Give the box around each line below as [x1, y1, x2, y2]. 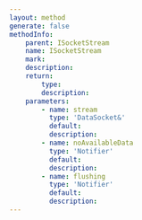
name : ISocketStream [25, 47, 102, 56]
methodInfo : [9, 30, 54, 39]
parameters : [25, 96, 70, 106]
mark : [25, 55, 46, 64]
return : [25, 72, 54, 81]
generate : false [9, 22, 70, 31]
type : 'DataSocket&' [48, 113, 126, 122]
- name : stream [41, 105, 98, 114]
